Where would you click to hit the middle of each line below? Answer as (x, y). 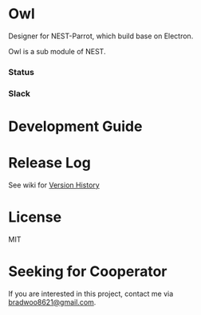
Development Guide (75, 126)
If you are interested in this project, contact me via (91, 293)
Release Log (50, 163)
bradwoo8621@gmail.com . (52, 302)
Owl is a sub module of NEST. (57, 51)
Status (21, 72)
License (35, 217)
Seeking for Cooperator (88, 272)
